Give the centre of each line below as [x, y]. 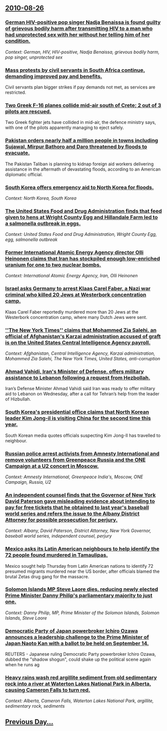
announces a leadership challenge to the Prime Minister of [77, 637]
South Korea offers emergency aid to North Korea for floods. [80, 187]
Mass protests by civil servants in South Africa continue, [75, 70]
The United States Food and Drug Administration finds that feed [83, 211]
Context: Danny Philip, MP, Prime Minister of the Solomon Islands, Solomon [83, 613]
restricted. [16, 92]
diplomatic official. [24, 174]
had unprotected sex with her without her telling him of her [78, 35]
